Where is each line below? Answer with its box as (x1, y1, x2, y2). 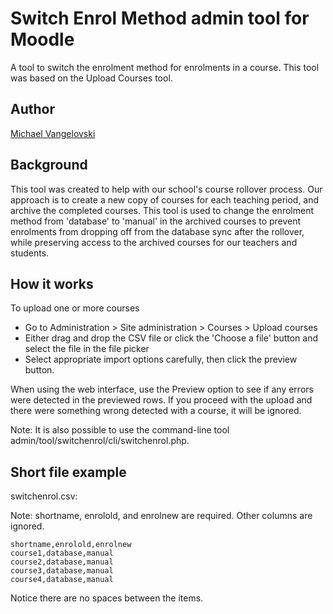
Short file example (10, 463, 127, 481)
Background (10, 157, 88, 174)
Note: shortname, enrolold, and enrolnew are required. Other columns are (10, 510, 313, 522)
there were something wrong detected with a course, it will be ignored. (10, 405, 302, 417)
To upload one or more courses (10, 302, 140, 314)
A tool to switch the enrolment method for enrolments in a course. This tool (10, 61, 320, 73)
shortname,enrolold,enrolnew (10, 540, 132, 550)
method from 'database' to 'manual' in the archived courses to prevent (10, 215, 302, 227)
